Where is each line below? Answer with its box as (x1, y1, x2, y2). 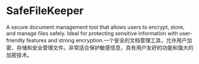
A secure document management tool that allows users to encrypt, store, (6, 23, 185, 31)
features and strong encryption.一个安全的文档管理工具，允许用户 (26, 36, 187, 43)
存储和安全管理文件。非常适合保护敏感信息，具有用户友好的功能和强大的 (16, 44, 194, 51)
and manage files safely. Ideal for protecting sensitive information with (6, 29, 178, 36)
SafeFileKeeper (6, 4, 84, 18)
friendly (6, 36, 26, 43)
